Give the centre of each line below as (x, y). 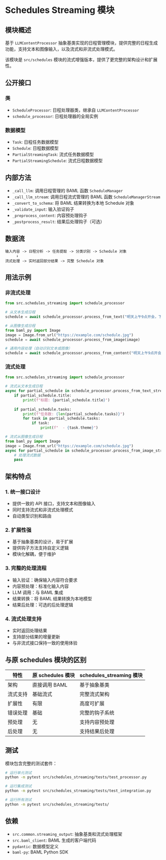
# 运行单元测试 (19, 773)
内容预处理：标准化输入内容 (41, 586)
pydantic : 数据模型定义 (36, 846)
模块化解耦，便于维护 (34, 554)
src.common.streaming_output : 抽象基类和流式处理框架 (67, 834)
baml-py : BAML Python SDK (40, 852)
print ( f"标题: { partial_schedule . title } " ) (66, 400)
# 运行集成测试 (19, 786)
